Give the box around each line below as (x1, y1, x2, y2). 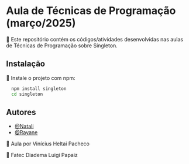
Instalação (6, 59, 46, 69)
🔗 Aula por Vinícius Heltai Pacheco (6, 140, 90, 147)
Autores (6, 107, 36, 117)
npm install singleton (11, 86, 67, 92)
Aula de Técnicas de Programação (6, 4, 176, 18)
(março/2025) (6, 16, 76, 30)
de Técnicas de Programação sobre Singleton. (6, 42, 118, 49)
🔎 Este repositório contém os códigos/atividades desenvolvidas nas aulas (6, 36, 183, 43)
